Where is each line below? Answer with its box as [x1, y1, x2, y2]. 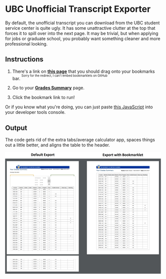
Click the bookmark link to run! [12, 94, 75, 100]
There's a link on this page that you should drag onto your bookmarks [12, 68, 155, 74]
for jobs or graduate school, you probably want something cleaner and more [5, 36, 161, 42]
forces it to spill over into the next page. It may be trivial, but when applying [5, 30, 159, 36]
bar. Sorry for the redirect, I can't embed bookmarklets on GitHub [12, 73, 108, 81]
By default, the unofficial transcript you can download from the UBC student [5, 20, 160, 26]
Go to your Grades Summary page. [12, 85, 85, 91]
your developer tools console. [5, 109, 66, 115]
